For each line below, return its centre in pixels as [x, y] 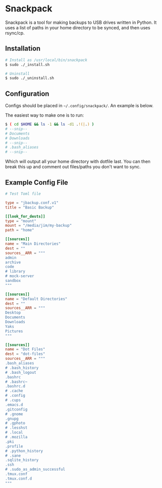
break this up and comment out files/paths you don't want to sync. [73, 167]
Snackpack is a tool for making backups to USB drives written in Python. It [81, 22]
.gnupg [12, 418]
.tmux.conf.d [19, 479]
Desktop [13, 313]
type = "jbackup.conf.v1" [32, 203]
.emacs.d [14, 405]
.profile [14, 446]
